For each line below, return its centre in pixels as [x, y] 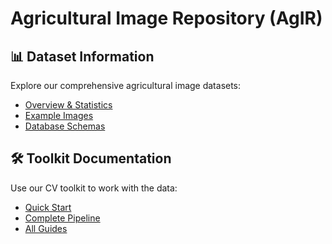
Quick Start [48, 207]
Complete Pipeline [62, 218]
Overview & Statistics [68, 105]
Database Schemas [65, 126]
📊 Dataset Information [82, 56]
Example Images [59, 115]
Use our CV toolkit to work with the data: [94, 188]
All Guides [46, 228]
